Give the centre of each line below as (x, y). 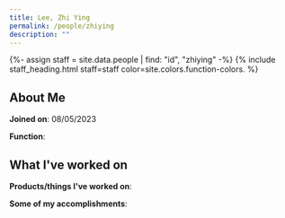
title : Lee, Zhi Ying (50, 17)
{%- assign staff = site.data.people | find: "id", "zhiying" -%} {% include (142, 60)
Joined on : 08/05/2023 (53, 119)
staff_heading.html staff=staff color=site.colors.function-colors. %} (134, 69)
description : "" (40, 34)
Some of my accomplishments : (68, 204)
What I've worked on (69, 165)
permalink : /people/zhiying (62, 26)
